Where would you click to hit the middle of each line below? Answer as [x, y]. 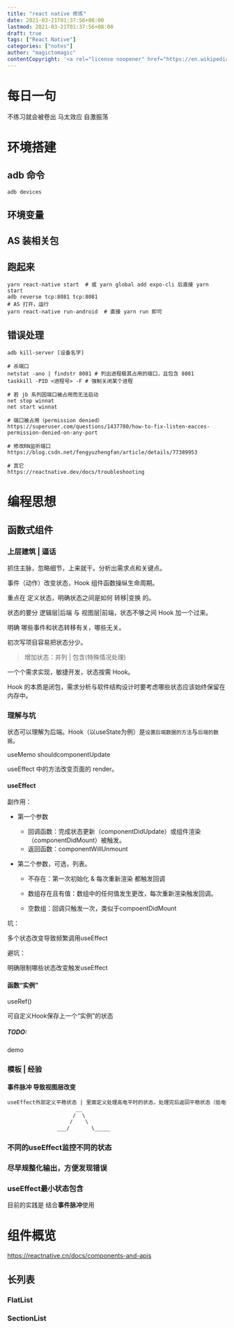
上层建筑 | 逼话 [32, 551]
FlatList [20, 1299]
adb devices [24, 192]
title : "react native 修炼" [47, 14]
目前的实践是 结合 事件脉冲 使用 [51, 1205]
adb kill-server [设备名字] [46, 353]
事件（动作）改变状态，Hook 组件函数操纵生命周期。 [83, 583]
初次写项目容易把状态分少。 [47, 642]
